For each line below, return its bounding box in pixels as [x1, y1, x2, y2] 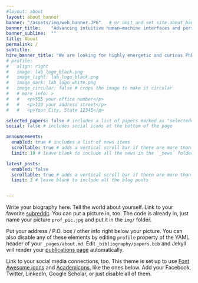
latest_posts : [6, 161, 41, 167]
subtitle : [6, 47, 31, 53]
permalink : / [6, 42, 38, 48]
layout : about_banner [6, 14, 60, 20]
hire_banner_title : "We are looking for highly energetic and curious [6, 52, 183, 58]
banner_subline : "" [6, 31, 57, 36]
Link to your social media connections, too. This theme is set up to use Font [6, 258, 190, 265]
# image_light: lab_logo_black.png [6, 74, 99, 80]
